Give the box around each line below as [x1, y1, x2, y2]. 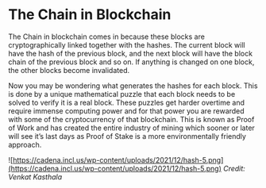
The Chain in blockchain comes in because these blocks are [8, 32, 205, 41]
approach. [8, 140, 42, 149]
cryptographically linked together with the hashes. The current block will [8, 40, 245, 49]
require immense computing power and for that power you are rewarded [8, 106, 245, 116]
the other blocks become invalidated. [8, 65, 129, 75]
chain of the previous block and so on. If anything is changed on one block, [8, 57, 255, 67]
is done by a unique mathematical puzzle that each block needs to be [8, 89, 236, 98]
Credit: [223, 163, 246, 173]
